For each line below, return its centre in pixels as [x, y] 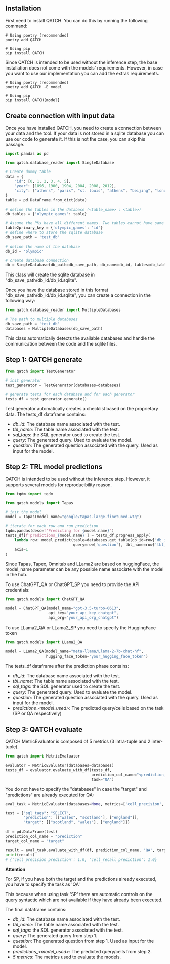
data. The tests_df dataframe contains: [46, 414]
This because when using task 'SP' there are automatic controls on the [79, 894]
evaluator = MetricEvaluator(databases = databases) [60, 766]
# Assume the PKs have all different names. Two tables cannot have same [85, 223]
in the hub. [16, 575]
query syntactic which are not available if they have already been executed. [84, 900]
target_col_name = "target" [35, 841]
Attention [15, 869]
